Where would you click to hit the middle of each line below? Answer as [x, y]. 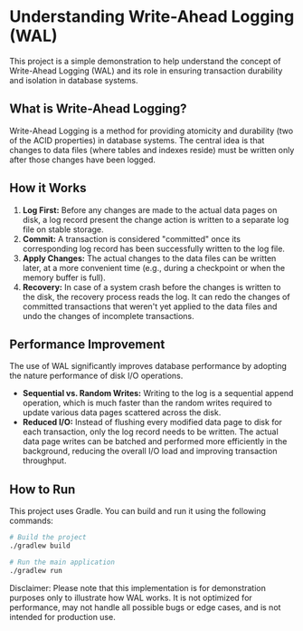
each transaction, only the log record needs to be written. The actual [150, 432]
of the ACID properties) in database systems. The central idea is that [137, 140]
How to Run [43, 489]
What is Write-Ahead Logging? [98, 109]
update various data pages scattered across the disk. [122, 413]
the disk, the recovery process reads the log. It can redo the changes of [156, 296]
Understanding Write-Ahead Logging [152, 17]
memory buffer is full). [64, 277]
